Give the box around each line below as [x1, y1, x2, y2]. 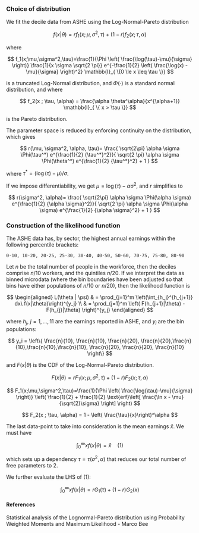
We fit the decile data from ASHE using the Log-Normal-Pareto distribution [6, 18, 189, 26]
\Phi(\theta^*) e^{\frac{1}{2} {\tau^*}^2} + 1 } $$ [41, 157, 159, 164]
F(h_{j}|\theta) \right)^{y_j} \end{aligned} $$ [46, 306, 154, 314]
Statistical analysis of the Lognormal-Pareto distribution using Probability [6, 514, 185, 521]
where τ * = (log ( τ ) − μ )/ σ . [6, 169, 70, 177]
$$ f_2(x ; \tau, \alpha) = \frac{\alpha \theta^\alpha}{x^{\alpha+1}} [20, 97, 180, 104]
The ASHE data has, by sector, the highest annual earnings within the [6, 235, 176, 242]
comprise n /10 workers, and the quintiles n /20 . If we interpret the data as [6, 270, 185, 277]
